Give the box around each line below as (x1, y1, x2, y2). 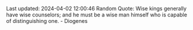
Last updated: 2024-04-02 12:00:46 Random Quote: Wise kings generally (6, 5, 187, 12)
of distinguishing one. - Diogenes (6, 18, 88, 24)
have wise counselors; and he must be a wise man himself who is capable (6, 11, 188, 18)
